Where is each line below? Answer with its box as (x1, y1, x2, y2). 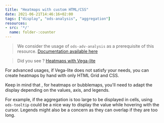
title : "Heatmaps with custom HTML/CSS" (5, 7, 89, 12)
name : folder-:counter (9, 30, 56, 35)
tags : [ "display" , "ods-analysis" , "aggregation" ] (5, 16, 111, 21)
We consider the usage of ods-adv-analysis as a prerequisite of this (17, 43, 154, 49)
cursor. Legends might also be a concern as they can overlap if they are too (5, 107, 158, 113)
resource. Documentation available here (17, 48, 98, 54)
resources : (5, 20, 27, 26)
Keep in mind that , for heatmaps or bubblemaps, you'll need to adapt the (5, 82, 153, 88)
